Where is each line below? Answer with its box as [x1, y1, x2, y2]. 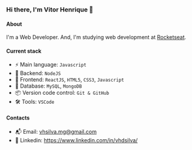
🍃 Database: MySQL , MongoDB [14, 82, 82, 89]
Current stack [6, 47, 42, 55]
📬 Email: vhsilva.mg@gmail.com [14, 128, 97, 135]
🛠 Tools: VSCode [14, 98, 55, 106]
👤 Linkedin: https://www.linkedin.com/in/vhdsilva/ [14, 136, 138, 143]
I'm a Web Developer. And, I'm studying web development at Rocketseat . [6, 34, 187, 41]
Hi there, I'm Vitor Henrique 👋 [6, 5, 94, 14]
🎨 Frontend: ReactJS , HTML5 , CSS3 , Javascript [14, 76, 125, 83]
